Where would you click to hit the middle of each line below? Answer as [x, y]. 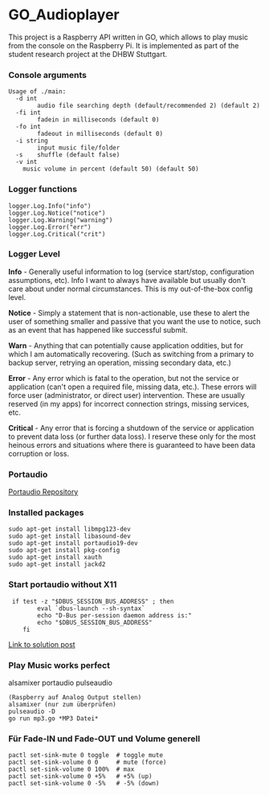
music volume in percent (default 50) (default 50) [111, 169]
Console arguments [47, 75]
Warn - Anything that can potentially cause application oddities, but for [126, 345]
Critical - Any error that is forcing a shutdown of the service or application [131, 428]
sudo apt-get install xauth [55, 557]
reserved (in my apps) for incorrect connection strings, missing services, [129, 404]
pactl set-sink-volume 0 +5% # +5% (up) [80, 777]
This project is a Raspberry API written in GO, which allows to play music [128, 37]
